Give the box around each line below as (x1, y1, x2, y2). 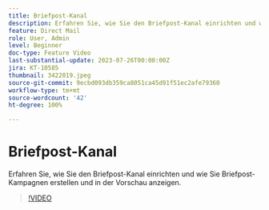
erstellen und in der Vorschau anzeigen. (50, 178, 182, 188)
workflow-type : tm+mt (8, 86, 81, 95)
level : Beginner (8, 42, 62, 50)
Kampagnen (8, 178, 49, 188)
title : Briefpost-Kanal (8, 11, 88, 20)
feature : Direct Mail (8, 26, 81, 34)
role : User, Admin (8, 34, 70, 42)
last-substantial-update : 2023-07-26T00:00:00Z (8, 57, 171, 65)
